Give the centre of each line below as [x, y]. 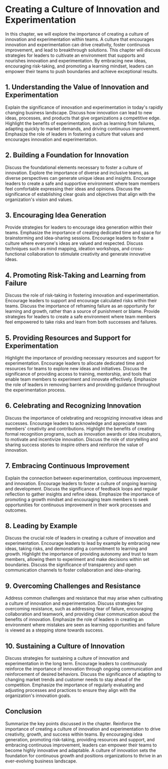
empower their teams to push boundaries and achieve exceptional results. [81, 71]
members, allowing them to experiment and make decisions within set [77, 560]
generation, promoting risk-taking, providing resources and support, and [80, 739]
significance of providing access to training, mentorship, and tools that [78, 374]
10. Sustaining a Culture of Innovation [65, 646]
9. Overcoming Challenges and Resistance [73, 586]
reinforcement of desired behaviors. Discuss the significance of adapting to [83, 674]
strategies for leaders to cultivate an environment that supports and [75, 55]
